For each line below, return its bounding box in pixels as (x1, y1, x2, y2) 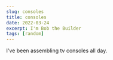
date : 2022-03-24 (6, 20, 50, 26)
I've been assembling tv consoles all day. (6, 47, 108, 54)
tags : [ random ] (6, 31, 44, 37)
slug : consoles (6, 8, 44, 15)
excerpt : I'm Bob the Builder (6, 25, 82, 31)
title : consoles (6, 14, 47, 20)
